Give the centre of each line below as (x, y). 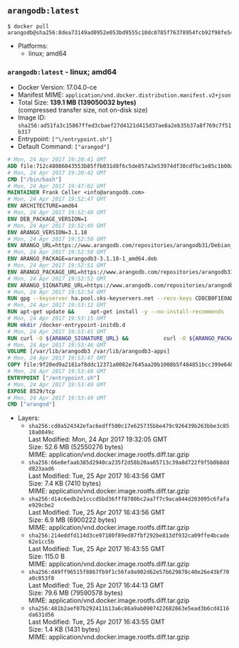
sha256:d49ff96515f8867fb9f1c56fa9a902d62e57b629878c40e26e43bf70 (129, 573)
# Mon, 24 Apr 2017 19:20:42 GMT (57, 173)
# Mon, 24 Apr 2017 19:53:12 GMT (57, 305)
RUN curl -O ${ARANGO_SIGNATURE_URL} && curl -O (97, 338)
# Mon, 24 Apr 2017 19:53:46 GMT (57, 345)
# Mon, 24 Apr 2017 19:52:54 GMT (57, 292)
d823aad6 (41, 469)
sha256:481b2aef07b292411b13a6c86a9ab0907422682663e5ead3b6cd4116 (129, 609)
